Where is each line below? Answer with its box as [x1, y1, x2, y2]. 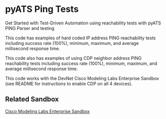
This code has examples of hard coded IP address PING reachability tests [5, 35, 156, 41]
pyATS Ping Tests [5, 3, 79, 15]
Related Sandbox [5, 95, 59, 104]
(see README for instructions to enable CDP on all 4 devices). [5, 81, 133, 87]
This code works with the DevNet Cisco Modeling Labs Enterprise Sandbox [5, 75, 159, 81]
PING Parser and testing [5, 25, 55, 31]
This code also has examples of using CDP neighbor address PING [5, 55, 142, 61]
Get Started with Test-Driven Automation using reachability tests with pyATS [5, 20, 162, 26]
